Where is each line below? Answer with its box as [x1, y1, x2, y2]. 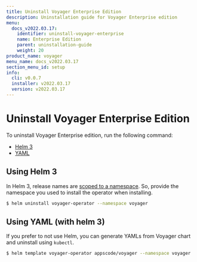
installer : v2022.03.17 [11, 81, 70, 87]
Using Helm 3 [6, 167, 57, 177]
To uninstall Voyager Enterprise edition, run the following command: [6, 132, 173, 139]
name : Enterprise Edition [17, 36, 82, 42]
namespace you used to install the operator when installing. [6, 189, 153, 196]
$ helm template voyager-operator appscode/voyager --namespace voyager [6, 251, 191, 257]
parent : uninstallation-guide [17, 42, 93, 48]
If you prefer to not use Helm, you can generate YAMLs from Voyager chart [6, 233, 191, 240]
